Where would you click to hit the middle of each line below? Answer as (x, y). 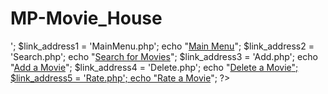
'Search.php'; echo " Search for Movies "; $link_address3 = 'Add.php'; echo (164, 56)
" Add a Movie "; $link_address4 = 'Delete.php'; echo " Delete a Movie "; (154, 67)
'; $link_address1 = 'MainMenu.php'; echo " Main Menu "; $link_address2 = (162, 46)
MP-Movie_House (86, 18)
